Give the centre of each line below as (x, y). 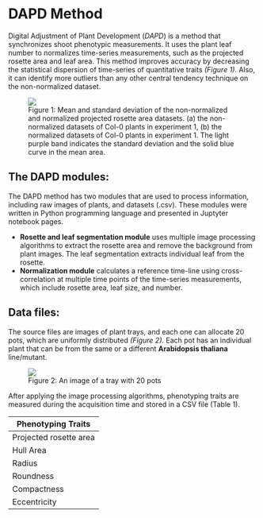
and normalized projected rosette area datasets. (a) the (118, 118)
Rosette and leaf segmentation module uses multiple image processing (137, 237)
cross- (232, 270)
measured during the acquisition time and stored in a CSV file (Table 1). (124, 404)
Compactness (38, 489)
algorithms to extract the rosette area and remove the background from (136, 245)
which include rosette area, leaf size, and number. (101, 288)
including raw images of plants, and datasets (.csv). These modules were (128, 204)
